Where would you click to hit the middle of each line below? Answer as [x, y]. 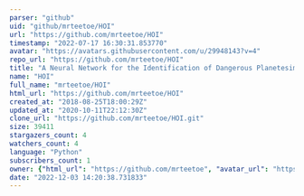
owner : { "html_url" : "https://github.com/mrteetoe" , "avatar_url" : [139, 169]
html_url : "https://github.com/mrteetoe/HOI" [96, 93]
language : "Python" [46, 152]
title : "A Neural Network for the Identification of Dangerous [131, 69]
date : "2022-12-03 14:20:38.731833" [78, 177]
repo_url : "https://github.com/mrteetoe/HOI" [96, 60]
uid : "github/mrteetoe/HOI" [62, 26]
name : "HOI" [32, 77]
